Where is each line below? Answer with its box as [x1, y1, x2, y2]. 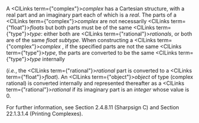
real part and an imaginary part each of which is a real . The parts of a [6, 11, 177, 18]
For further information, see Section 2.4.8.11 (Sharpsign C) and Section [6, 104, 179, 111]
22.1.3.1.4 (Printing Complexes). [6, 110, 83, 117]
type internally [29, 56, 66, 62]
